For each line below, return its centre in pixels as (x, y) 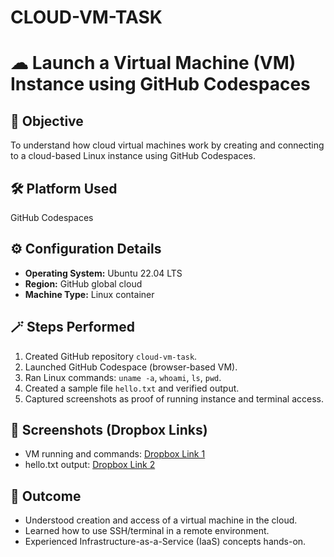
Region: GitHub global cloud (83, 283)
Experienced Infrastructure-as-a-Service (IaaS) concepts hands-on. (165, 542)
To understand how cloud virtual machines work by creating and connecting (167, 145)
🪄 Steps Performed (72, 327)
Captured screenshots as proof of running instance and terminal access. (174, 398)
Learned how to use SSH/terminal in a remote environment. (147, 531)
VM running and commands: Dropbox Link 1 (115, 454)
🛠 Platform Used (64, 188)
